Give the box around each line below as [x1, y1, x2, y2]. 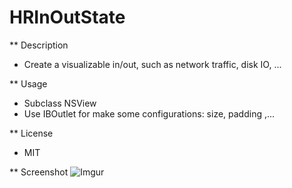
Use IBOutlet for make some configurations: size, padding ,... [23, 107, 276, 120]
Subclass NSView [23, 97, 97, 109]
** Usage [9, 77, 48, 90]
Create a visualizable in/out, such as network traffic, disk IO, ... [23, 58, 282, 70]
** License [9, 127, 54, 139]
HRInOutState [9, 6, 126, 29]
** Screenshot [9, 166, 69, 178]
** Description [9, 39, 69, 51]
